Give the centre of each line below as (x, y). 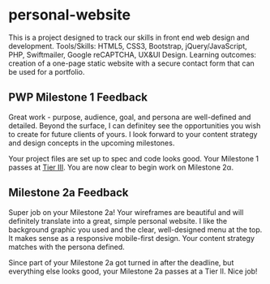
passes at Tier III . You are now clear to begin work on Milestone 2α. (121, 167)
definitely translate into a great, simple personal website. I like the (118, 221)
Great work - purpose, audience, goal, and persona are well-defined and (130, 117)
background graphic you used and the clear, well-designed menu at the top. (135, 230)
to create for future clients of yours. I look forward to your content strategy (133, 134)
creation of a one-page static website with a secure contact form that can (132, 63)
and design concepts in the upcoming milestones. (92, 143)
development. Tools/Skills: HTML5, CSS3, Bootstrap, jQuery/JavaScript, (128, 45)
